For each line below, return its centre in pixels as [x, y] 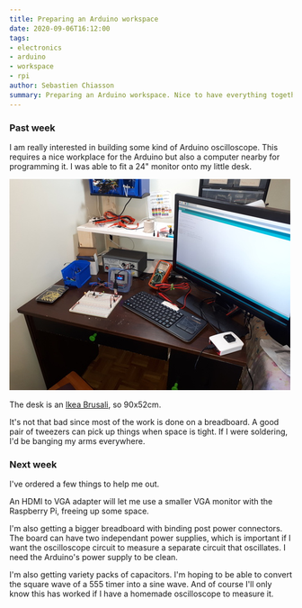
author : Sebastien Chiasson [62, 86]
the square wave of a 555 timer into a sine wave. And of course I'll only [141, 585]
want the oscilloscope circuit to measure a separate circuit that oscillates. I [147, 548]
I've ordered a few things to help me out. [84, 484]
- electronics [36, 48]
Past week [32, 128]
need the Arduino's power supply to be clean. [93, 558]
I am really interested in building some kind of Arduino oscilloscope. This [144, 147]
